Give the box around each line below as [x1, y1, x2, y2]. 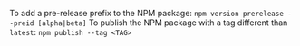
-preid [9, 19, 34, 28]
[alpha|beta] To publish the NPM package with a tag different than [37, 17, 288, 28]
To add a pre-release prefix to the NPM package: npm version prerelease [9, 8, 284, 18]
